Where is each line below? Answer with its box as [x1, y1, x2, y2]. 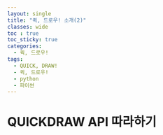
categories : [7, 43, 42, 50]
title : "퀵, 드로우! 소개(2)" [7, 17, 87, 24]
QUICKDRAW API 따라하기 [7, 114, 157, 130]
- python [13, 75, 39, 83]
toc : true [7, 29, 39, 37]
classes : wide [7, 23, 49, 30]
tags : [7, 56, 23, 63]
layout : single [7, 10, 52, 17]
